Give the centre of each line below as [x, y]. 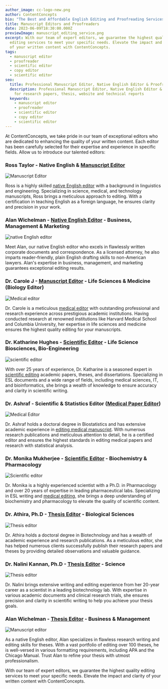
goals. [11, 606]
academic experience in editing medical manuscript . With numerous [75, 430]
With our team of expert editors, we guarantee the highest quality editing [80, 670]
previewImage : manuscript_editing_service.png [54, 33]
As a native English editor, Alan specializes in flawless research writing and [82, 639]
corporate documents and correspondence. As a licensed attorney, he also [82, 252]
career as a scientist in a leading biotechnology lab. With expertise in [76, 590]
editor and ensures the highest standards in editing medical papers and [79, 440]
